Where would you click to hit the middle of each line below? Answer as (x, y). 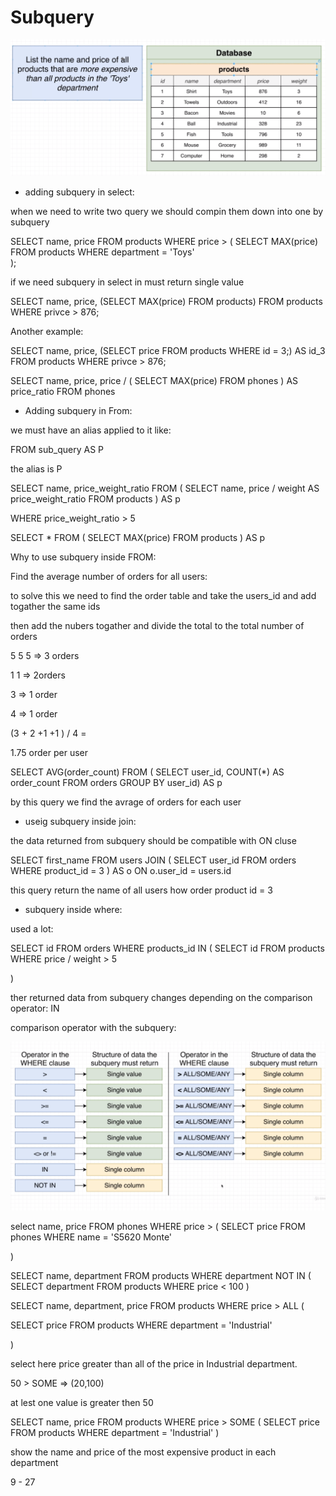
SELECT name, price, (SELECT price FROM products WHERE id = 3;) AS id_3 (168, 350)
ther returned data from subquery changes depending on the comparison (161, 997)
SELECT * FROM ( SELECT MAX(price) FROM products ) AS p (138, 537)
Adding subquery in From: (78, 410)
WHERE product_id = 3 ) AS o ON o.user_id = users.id (121, 870)
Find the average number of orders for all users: (109, 576)
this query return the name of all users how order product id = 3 (141, 890)
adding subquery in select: (79, 192)
